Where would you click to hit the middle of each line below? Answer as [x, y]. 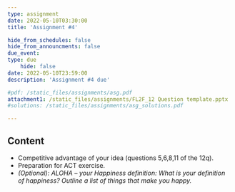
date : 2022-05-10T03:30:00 [47, 21]
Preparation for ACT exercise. [61, 165]
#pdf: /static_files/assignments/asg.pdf [70, 92]
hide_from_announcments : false [54, 47]
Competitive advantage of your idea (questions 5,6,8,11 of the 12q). [116, 158]
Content [26, 140]
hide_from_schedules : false [49, 40]
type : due [22, 60]
